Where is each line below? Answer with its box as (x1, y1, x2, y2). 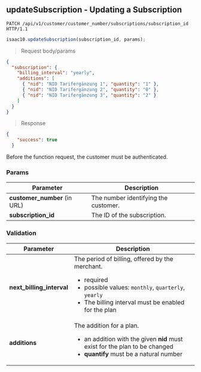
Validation (6, 229, 37, 237)
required (84, 276, 108, 284)
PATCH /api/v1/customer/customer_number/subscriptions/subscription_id (6, 20, 188, 26)
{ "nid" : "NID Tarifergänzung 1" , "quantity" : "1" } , (22, 81, 160, 87)
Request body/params (20, 47, 76, 55)
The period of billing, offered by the (74, 255, 173, 263)
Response (20, 120, 46, 127)
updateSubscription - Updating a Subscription (6, 5, 182, 15)
